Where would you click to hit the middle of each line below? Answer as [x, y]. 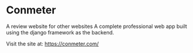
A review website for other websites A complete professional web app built [97, 26]
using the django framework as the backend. [60, 32]
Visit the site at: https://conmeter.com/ [53, 44]
